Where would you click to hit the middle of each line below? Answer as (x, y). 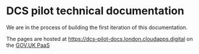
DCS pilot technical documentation (95, 11)
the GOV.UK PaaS (28, 45)
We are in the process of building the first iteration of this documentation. (97, 27)
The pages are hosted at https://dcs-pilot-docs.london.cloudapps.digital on (100, 39)
